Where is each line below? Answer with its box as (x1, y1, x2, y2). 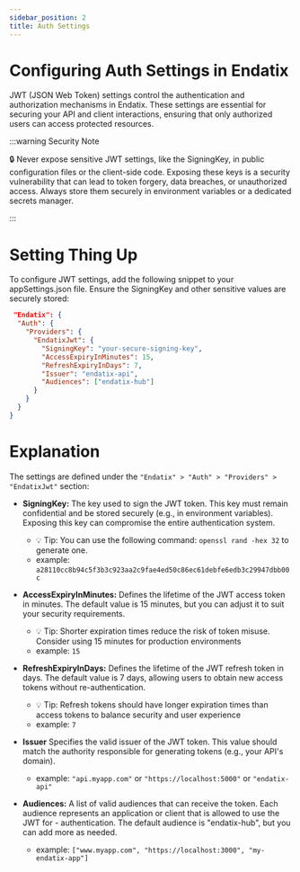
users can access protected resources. (9, 119, 154, 129)
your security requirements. (22, 608, 126, 618)
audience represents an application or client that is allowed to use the (22, 807, 280, 818)
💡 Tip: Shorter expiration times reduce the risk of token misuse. (35, 626, 271, 636)
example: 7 (35, 718, 76, 729)
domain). (22, 755, 56, 766)
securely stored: (9, 293, 70, 304)
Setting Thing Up (9, 245, 138, 265)
